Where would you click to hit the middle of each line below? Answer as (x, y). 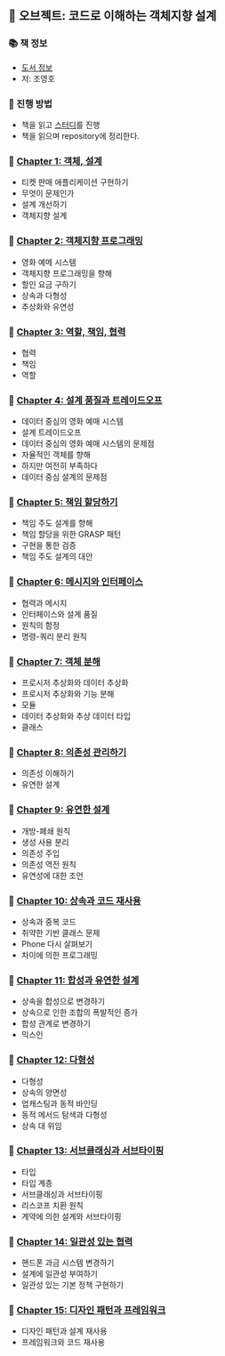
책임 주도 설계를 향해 (57, 523)
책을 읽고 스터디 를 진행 (60, 125)
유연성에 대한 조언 (52, 876)
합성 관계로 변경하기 (56, 1024)
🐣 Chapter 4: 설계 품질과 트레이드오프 (85, 400)
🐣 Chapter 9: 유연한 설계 (59, 810)
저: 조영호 (38, 78)
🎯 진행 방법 (30, 103)
